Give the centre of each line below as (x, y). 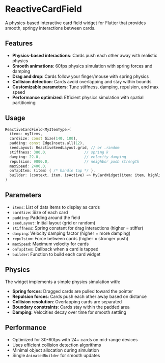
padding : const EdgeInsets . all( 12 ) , (47, 143)
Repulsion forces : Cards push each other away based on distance (80, 296)
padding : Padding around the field (46, 218)
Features (19, 44)
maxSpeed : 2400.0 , (28, 166)
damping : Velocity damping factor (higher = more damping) (71, 233)
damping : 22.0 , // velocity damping (68, 157)
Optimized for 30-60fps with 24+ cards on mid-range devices (75, 339)
